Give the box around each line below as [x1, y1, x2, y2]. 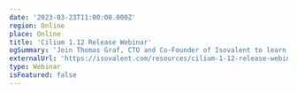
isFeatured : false [9, 71, 77, 80]
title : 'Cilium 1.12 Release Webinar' [9, 37, 152, 47]
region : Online [9, 21, 65, 30]
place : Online [9, 29, 62, 38]
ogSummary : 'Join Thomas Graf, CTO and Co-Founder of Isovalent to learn [9, 46, 287, 55]
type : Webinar [9, 63, 62, 72]
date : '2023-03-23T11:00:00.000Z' [9, 12, 137, 22]
